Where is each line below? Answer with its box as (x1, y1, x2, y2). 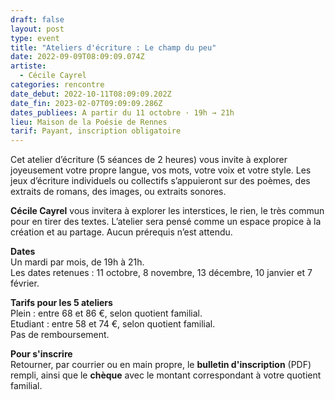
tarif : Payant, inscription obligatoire (10, 126, 182, 136)
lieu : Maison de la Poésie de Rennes (10, 117, 168, 127)
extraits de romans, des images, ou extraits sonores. (10, 186, 227, 198)
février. (10, 277, 40, 290)
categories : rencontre (10, 80, 105, 90)
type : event (10, 33, 60, 43)
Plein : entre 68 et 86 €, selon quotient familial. (10, 307, 203, 320)
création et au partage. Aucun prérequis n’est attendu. (10, 226, 233, 238)
